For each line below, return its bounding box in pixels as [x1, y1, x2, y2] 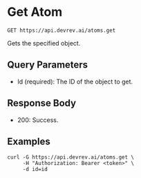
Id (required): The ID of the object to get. [17, 77, 133, 86]
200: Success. [17, 115, 59, 124]
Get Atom [7, 4, 63, 20]
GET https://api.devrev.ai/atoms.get [7, 27, 116, 34]
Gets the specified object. [7, 39, 81, 47]
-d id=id [22, 166, 48, 173]
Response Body [7, 97, 77, 109]
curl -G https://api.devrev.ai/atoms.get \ [7, 154, 135, 161]
